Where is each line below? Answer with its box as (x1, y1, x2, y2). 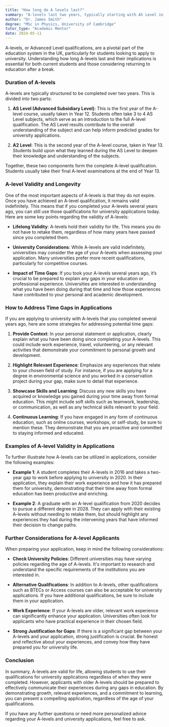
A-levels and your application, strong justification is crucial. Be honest (12, 633, 158, 640)
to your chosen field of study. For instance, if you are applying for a (12, 367, 153, 373)
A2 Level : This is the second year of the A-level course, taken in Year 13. (12, 142, 164, 148)
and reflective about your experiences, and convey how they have (12, 639, 150, 645)
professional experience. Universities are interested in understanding (12, 281, 156, 287)
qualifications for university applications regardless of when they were (5, 673, 151, 680)
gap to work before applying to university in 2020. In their (23, 475, 143, 481)
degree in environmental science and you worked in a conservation (12, 373, 153, 379)
